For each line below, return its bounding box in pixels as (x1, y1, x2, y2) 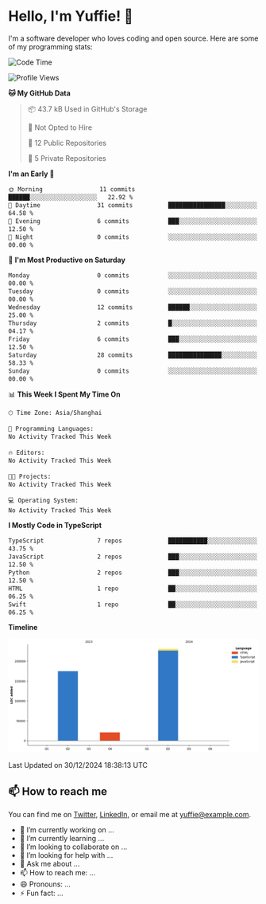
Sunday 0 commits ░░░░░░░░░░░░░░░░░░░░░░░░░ (8, 366, 258, 375)
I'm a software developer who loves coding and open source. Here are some (8, 33, 259, 43)
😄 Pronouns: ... (19, 879, 71, 889)
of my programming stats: (8, 41, 93, 51)
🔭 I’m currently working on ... (19, 825, 114, 835)
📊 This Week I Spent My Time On (8, 389, 121, 399)
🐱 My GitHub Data (8, 88, 71, 98)
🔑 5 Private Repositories (27, 153, 107, 162)
